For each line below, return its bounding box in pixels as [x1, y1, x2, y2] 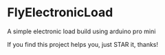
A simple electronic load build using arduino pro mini [7, 27, 156, 35]
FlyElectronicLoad [7, 5, 113, 20]
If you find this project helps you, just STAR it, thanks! [7, 40, 159, 48]
